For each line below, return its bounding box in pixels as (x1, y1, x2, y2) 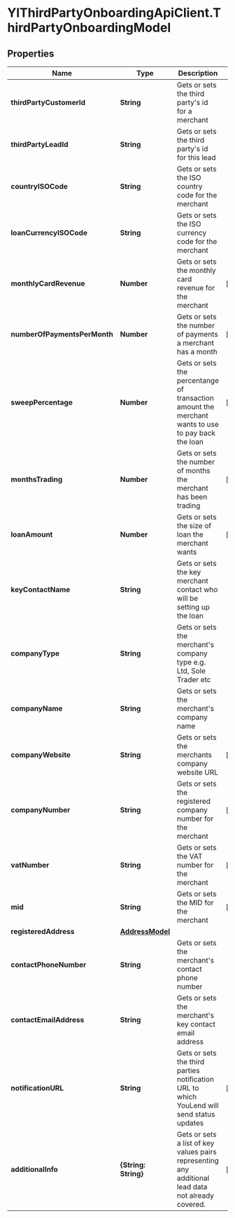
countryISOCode (10, 182, 69, 191)
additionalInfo (10, 1165, 58, 1174)
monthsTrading (10, 474, 63, 484)
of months (177, 466, 211, 475)
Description (178, 69, 218, 78)
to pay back (177, 428, 215, 438)
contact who (177, 585, 218, 594)
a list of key (177, 1138, 215, 1148)
